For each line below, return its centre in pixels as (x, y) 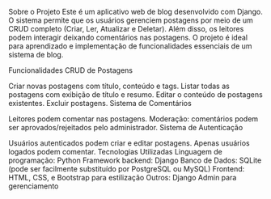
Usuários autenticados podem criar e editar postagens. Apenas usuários (129, 143)
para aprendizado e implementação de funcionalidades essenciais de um (130, 46)
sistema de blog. (36, 55)
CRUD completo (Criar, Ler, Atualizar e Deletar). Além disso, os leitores (126, 29)
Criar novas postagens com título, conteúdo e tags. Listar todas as (119, 86)
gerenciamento (34, 186)
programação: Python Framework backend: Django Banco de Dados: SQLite (135, 160)
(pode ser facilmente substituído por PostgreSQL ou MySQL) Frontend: (127, 169)
